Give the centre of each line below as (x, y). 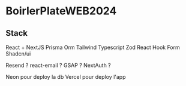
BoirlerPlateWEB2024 (61, 11)
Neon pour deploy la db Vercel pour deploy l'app (66, 77)
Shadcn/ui (18, 54)
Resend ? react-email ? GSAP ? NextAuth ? (58, 65)
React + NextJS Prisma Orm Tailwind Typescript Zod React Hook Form (93, 47)
